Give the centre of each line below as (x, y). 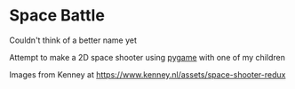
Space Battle (57, 16)
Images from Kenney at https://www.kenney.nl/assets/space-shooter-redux (147, 74)
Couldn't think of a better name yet (73, 40)
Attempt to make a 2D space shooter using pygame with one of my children (147, 57)
